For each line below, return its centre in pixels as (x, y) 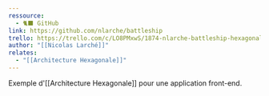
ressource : (26, 16)
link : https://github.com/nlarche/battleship (85, 30)
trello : (21, 38)
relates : (23, 53)
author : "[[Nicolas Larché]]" (59, 46)
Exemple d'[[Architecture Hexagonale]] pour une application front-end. (125, 83)
